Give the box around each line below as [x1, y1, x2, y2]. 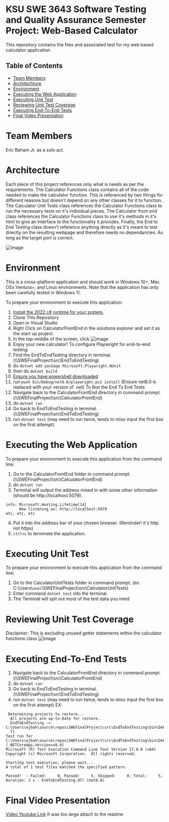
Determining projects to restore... [8, 712, 85, 717]
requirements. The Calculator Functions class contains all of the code [6, 186, 149, 193]
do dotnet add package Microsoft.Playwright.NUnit [13, 362, 121, 368]
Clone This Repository [13, 314, 59, 321]
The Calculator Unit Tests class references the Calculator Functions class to [6, 203, 162, 209]
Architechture [13, 80, 42, 86]
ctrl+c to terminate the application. [13, 530, 86, 536]
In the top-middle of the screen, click [13, 336, 90, 342]
